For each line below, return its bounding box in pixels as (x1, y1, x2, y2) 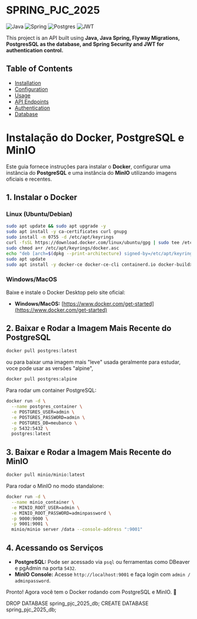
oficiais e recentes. (6, 175, 52, 182)
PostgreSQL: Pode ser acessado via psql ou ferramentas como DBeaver (14, 558, 191, 565)
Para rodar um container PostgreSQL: (6, 387, 97, 394)
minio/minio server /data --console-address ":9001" (11, 526, 143, 533)
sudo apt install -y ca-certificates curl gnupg (6, 229, 127, 235)
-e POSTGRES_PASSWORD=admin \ (11, 414, 85, 420)
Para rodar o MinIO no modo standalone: (6, 482, 104, 490)
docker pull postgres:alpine (6, 376, 77, 382)
